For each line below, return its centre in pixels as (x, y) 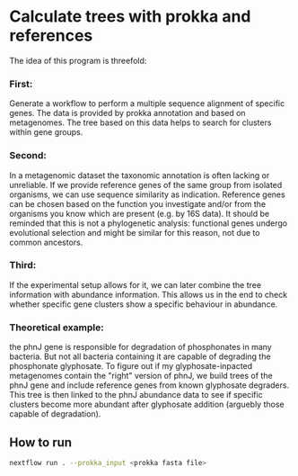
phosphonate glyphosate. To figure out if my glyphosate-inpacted (131, 366)
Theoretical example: (57, 328)
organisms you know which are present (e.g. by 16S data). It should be (140, 213)
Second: (28, 156)
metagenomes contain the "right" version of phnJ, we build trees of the (141, 376)
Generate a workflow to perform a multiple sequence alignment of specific (147, 103)
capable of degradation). (55, 414)
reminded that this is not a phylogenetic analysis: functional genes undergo (149, 223)
